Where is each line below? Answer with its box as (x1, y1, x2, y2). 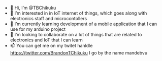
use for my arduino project (10, 26, 66, 32)
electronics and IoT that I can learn (10, 37, 83, 43)
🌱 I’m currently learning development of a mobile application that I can (10, 21, 157, 27)
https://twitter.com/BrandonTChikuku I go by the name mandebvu (10, 50, 148, 55)
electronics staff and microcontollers (10, 16, 87, 21)
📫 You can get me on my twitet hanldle (10, 43, 93, 48)
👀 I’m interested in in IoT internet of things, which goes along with (10, 10, 147, 16)
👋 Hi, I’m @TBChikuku (10, 5, 56, 11)
